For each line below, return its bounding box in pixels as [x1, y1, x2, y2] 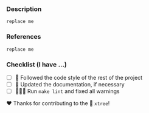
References [6, 33, 41, 41]
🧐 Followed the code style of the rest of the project [15, 74, 143, 81]
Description [6, 5, 42, 13]
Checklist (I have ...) [6, 60, 67, 68]
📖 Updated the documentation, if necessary [15, 80, 125, 88]
